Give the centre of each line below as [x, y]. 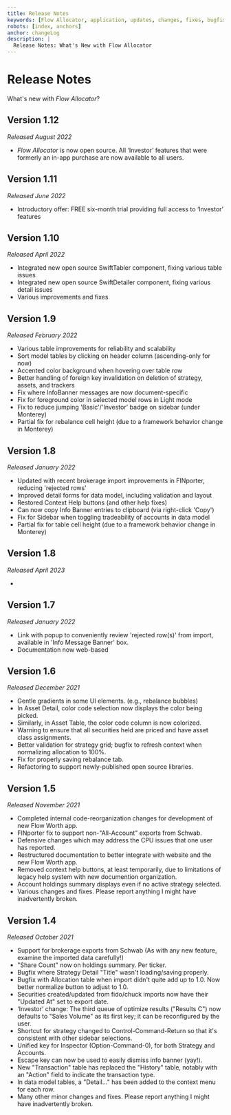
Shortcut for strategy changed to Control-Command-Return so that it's [117, 1031]
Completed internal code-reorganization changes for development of [115, 818]
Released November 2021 [44, 805]
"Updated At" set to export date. [63, 1001]
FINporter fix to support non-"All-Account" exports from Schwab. [110, 833]
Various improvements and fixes [63, 297]
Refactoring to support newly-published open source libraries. [105, 767]
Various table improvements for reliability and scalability [96, 349]
